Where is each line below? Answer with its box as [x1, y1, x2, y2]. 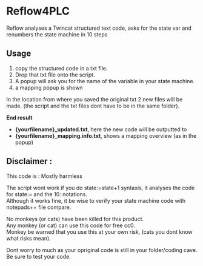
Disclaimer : [6, 156, 53, 166]
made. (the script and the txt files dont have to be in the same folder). [6, 102, 180, 109]
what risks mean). [6, 234, 52, 242]
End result [6, 114, 33, 121]
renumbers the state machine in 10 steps [6, 30, 108, 38]
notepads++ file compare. [6, 203, 72, 211]
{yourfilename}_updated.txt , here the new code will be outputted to [15, 126, 187, 133]
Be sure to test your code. [6, 253, 71, 260]
